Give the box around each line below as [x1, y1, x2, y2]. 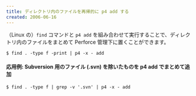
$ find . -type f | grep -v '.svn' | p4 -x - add [6, 84, 131, 90]
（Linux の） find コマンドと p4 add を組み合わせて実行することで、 [6, 31, 170, 38]
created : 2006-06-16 [6, 14, 57, 20]
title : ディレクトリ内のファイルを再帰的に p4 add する [6, 8, 129, 15]
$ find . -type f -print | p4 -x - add [6, 50, 104, 56]
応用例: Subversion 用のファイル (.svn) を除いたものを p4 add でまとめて [6, 63, 185, 71]
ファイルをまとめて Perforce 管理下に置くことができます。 [26, 38, 169, 45]
